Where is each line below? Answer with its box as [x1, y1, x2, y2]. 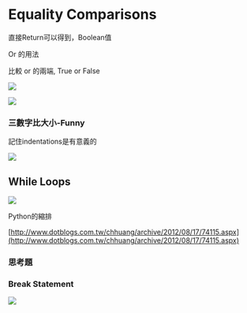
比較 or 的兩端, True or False [8, 65, 100, 76]
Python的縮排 [8, 211, 53, 222]
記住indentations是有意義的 [8, 136, 97, 147]
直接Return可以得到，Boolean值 [8, 32, 112, 42]
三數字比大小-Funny [8, 117, 85, 128]
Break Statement [8, 278, 74, 289]
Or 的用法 [8, 49, 39, 58]
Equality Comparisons [8, 6, 157, 24]
